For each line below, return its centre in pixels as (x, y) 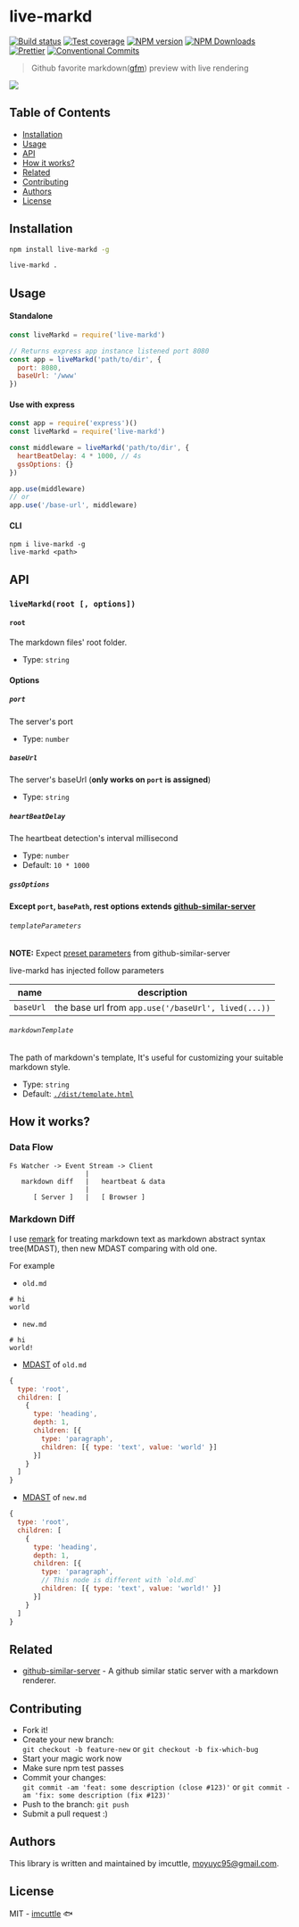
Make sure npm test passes (73, 1768)
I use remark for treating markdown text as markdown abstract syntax (137, 1239)
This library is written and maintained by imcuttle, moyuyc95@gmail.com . (144, 1863)
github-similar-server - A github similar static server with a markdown (150, 1671)
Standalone (31, 316)
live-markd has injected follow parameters (87, 970)
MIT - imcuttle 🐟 (41, 1914)
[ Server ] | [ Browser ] (89, 1197)
